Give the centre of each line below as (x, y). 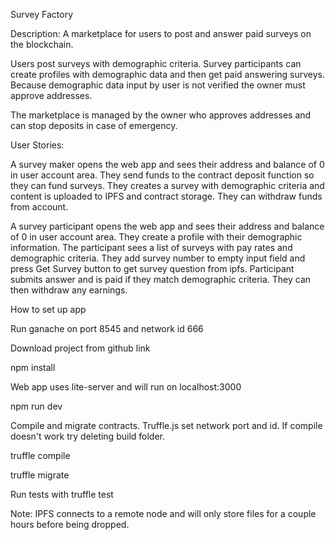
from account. (39, 207)
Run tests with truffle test (62, 494)
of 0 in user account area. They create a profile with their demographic (156, 237)
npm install (33, 367)
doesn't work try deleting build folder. (88, 436)
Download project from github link (80, 348)
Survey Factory (42, 14)
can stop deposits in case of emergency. (94, 125)
